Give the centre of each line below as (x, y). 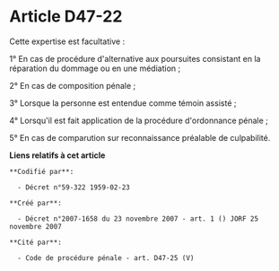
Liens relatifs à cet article (57, 155)
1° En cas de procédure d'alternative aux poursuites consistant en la (135, 58)
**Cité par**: (36, 242)
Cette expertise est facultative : (67, 41)
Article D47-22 (66, 17)
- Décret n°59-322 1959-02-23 (74, 187)
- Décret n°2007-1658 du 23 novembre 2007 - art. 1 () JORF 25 (138, 219)
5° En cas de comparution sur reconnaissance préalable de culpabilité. (140, 137)
